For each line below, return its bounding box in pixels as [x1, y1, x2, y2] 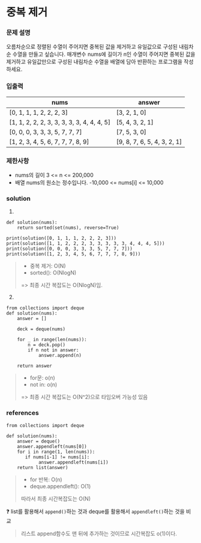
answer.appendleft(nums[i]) [38, 459, 109, 466]
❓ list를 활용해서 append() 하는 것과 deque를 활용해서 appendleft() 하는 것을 [6, 508, 185, 515]
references [6, 409, 39, 417]
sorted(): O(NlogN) [29, 269, 77, 276]
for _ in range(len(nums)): [17, 337, 87, 343]
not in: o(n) [29, 381, 58, 388]
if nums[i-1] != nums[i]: [25, 454, 90, 460]
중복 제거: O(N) [29, 262, 66, 270]
